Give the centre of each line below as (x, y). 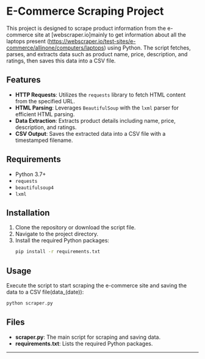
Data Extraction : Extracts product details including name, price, (95, 120)
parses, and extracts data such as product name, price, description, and (97, 54)
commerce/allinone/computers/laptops (55, 48)
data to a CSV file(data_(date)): (45, 292)
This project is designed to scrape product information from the (86, 28)
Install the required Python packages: (62, 240)
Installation (28, 213)
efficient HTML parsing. (45, 114)
